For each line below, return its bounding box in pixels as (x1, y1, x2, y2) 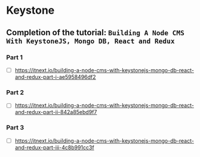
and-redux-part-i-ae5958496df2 (14, 73, 97, 81)
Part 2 (6, 88, 24, 96)
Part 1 (6, 53, 23, 61)
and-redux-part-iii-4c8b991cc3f (14, 144, 94, 151)
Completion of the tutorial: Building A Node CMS (6, 27, 185, 38)
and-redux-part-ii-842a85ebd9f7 (14, 109, 97, 116)
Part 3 (6, 124, 24, 132)
